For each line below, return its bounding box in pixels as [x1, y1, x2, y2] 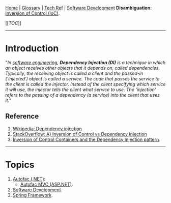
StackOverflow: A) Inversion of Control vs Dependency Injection [12, 131, 147, 137]
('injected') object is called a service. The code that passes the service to [5, 75, 160, 81]
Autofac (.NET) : [12, 176, 46, 182]
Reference [5, 112, 39, 121]
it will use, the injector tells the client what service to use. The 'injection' [5, 86, 156, 93]
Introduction [5, 43, 59, 54]
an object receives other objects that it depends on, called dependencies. [5, 65, 160, 71]
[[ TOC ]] [5, 20, 21, 26]
